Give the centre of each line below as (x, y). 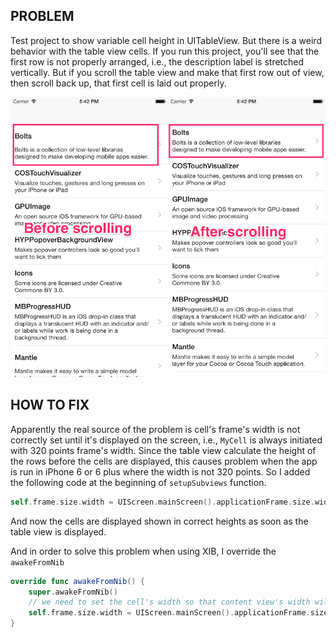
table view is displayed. (58, 531)
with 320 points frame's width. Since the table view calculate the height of (163, 450)
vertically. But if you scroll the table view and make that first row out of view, (167, 72)
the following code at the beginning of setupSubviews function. (138, 482)
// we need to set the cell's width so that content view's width (169, 602)
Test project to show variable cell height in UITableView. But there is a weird (166, 40)
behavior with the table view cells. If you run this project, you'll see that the (165, 51)
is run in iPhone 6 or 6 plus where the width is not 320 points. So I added (160, 471)
